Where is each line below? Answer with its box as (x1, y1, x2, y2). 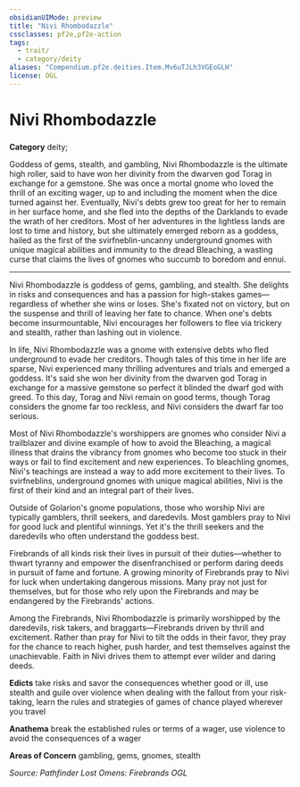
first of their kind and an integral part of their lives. (9, 484, 195, 496)
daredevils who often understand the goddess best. (9, 531, 199, 541)
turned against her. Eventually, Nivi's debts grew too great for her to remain (9, 197, 287, 207)
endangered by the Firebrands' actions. (9, 595, 154, 606)
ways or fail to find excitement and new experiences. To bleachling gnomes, (9, 456, 289, 467)
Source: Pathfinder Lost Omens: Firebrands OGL (9, 767, 187, 778)
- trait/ (17, 46, 50, 55)
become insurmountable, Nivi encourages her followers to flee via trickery (9, 317, 283, 328)
